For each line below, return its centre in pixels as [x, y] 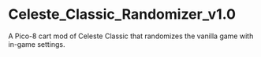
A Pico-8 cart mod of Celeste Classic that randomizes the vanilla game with [131, 36]
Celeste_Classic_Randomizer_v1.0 [122, 14]
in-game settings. [37, 44]
